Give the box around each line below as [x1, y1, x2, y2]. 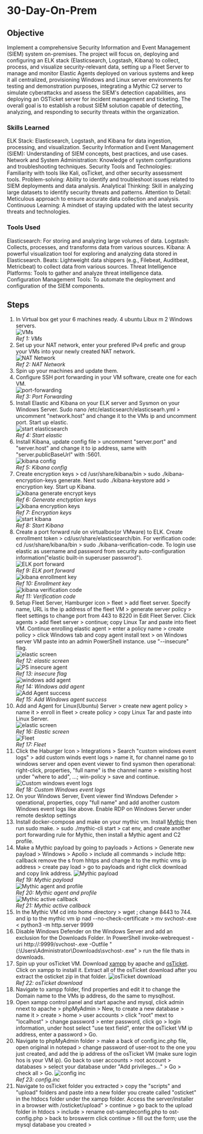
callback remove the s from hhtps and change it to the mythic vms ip [15, 857, 187, 864]
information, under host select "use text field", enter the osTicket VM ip [15, 1024, 193, 1032]
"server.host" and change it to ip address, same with [15, 445, 147, 452]
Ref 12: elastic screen [15, 657, 69, 665]
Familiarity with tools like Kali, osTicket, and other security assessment [7, 169, 183, 176]
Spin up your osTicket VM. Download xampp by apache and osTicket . [15, 960, 189, 967]
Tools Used [7, 223, 41, 232]
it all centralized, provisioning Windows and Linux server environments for [7, 76, 192, 83]
